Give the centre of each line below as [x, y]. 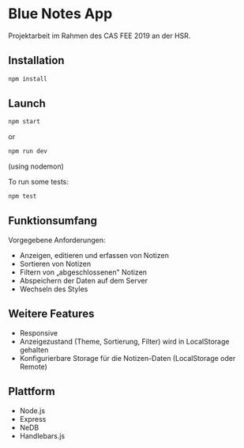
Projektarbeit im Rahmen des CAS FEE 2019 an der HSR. [99, 36]
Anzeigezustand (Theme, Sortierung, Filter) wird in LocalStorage [124, 341]
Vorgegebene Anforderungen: [57, 240]
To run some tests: [39, 182]
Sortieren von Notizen [55, 264]
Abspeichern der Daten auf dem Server [84, 280]
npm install [28, 79]
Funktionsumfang [53, 221]
